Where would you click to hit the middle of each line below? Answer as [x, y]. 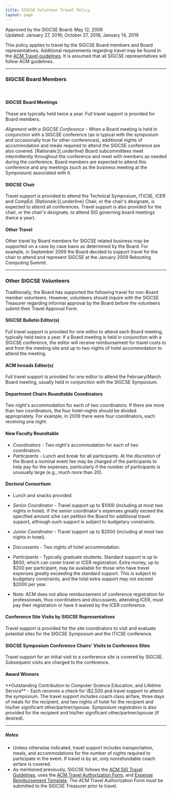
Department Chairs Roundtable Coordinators [54, 394]
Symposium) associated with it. [38, 173]
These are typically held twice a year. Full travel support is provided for [80, 114]
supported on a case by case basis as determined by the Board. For [77, 247]
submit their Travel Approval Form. [42, 308]
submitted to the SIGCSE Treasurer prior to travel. [65, 786]
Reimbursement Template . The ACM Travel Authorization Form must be [88, 781]
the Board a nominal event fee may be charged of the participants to [85, 461]
